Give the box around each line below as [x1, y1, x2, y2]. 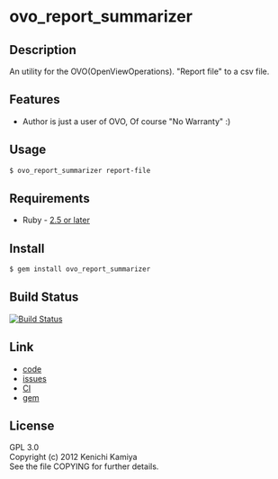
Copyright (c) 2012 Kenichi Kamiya [9, 452, 138, 463]
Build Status [9, 290, 79, 305]
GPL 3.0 [9, 442, 40, 453]
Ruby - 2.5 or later [22, 214, 90, 226]
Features [9, 92, 60, 107]
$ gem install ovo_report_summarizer [9, 265, 151, 274]
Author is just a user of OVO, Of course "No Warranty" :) [22, 115, 231, 127]
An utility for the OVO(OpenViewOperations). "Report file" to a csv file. [9, 66, 270, 77]
